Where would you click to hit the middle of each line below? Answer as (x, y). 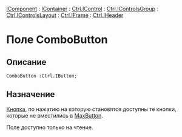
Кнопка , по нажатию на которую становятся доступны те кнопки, (92, 109)
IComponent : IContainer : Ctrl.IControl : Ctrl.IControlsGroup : (83, 9)
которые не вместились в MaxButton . (55, 115)
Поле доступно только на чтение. (50, 127)
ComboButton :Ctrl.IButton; (42, 76)
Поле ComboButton (57, 40)
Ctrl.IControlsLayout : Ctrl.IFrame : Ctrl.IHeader (65, 15)
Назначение (31, 94)
